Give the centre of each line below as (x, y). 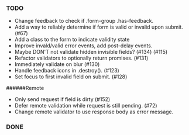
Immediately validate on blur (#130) (57, 64)
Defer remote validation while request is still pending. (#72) (86, 106)
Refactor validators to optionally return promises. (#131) (81, 58)
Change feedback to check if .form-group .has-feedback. (84, 21)
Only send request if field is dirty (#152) (62, 99)
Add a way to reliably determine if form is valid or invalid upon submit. (99, 27)
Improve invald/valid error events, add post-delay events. (83, 46)
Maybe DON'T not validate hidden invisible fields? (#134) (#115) (91, 52)
